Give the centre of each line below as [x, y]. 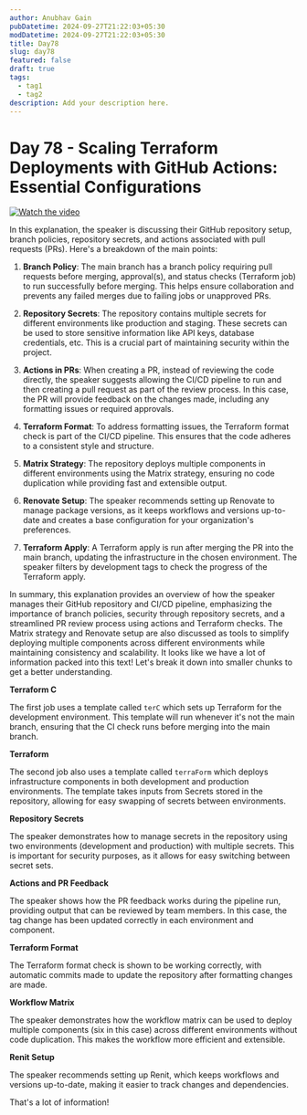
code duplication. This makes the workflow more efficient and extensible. [148, 1040]
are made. [28, 985]
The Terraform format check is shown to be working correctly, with [136, 965]
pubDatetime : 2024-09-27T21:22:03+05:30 [88, 26]
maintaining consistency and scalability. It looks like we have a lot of [138, 653]
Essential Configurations [106, 187]
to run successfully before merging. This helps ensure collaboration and [158, 286]
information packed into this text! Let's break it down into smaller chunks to [151, 662]
